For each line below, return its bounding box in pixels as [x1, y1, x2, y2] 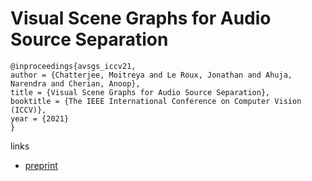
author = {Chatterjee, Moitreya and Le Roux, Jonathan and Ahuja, [10, 70, 293, 80]
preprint [24, 159, 58, 171]
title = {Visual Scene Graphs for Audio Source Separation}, [10, 87, 271, 97]
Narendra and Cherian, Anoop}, [10, 78, 141, 89]
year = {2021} [10, 113, 70, 124]
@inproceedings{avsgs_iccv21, [10, 61, 137, 71]
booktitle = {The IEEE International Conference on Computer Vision [10, 96, 302, 106]
